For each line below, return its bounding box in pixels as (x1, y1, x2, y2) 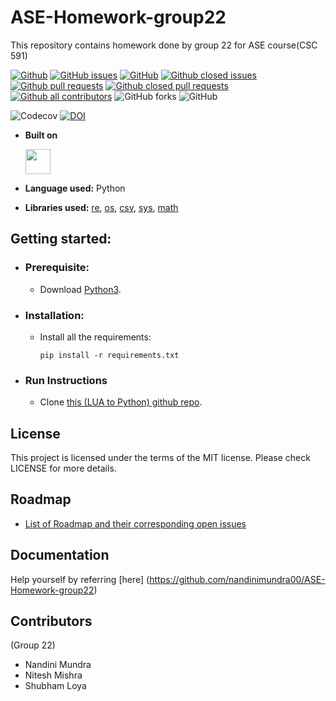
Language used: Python (24, 182, 126, 194)
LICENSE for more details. (10, 462, 117, 475)
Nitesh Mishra (24, 669, 83, 681)
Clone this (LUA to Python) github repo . (39, 396, 203, 408)
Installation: (24, 308, 85, 322)
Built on (24, 129, 58, 141)
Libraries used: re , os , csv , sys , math (24, 201, 179, 213)
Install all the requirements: (39, 331, 152, 343)
